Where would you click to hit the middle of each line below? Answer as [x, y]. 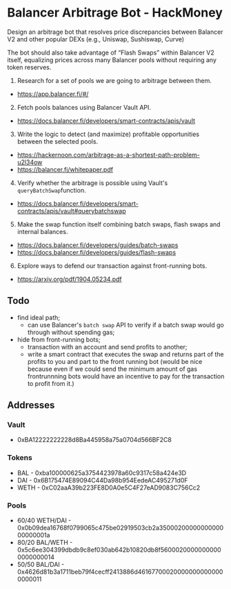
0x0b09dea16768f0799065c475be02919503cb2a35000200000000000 [120, 528]
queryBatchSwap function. [51, 190]
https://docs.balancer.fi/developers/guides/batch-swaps [98, 245]
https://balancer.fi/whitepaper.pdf [65, 169]
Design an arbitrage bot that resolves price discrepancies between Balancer [115, 32]
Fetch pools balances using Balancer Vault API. [84, 107]
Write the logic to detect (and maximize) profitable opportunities [108, 134]
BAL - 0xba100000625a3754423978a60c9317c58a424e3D [102, 473]
